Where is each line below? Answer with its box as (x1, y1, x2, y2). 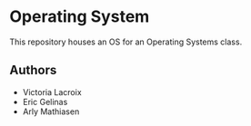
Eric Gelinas (22, 96, 68, 107)
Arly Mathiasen (22, 106, 80, 117)
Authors (9, 63, 57, 78)
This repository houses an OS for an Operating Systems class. (9, 36, 243, 47)
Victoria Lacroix (22, 86, 82, 97)
